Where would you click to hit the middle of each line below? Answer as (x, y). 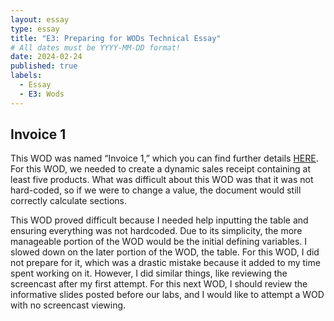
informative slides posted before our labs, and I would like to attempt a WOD (167, 295)
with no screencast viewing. (68, 305)
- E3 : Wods (42, 94)
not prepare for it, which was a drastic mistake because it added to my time (165, 263)
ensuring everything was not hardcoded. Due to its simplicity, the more (156, 231)
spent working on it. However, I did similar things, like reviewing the (149, 273)
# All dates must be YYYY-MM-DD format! (96, 47)
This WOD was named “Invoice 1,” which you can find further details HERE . (164, 158)
